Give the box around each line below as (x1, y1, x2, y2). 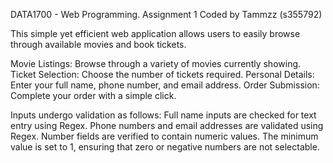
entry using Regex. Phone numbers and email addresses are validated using (10, 120, 324, 131)
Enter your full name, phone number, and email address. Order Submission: (10, 79, 320, 91)
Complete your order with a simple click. (10, 90, 177, 101)
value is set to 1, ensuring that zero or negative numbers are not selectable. (10, 141, 320, 153)
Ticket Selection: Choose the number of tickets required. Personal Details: (10, 69, 315, 80)
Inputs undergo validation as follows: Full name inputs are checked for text (10, 109, 317, 121)
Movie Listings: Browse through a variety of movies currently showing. (10, 58, 302, 69)
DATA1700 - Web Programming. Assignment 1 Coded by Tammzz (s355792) (10, 9, 323, 20)
